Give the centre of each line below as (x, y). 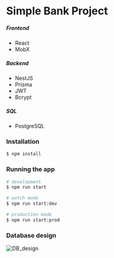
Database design (31, 235)
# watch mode (22, 198)
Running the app (31, 169)
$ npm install (24, 154)
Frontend (18, 28)
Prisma (24, 84)
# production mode (29, 215)
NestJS (24, 78)
